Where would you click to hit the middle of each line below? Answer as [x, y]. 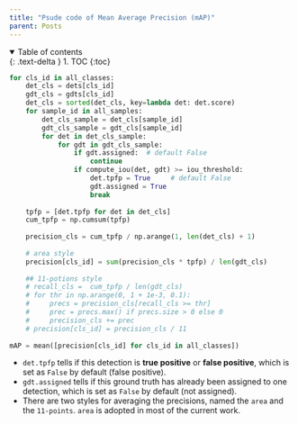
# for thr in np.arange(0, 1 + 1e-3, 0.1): [108, 295]
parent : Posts [36, 26]
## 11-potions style [64, 279]
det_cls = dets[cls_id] [70, 86]
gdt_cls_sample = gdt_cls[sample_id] [112, 128]
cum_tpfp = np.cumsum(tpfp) [78, 220]
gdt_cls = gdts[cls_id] [70, 95]
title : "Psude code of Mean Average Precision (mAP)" [113, 18]
